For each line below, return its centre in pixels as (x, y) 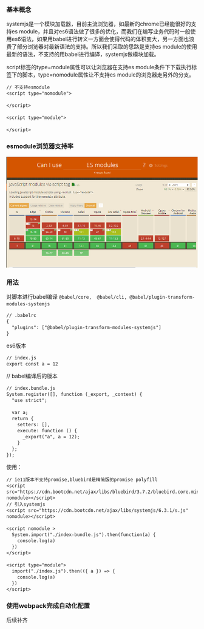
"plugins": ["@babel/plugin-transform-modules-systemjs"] (87, 327)
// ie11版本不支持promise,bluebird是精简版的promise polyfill (82, 480)
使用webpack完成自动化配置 (48, 605)
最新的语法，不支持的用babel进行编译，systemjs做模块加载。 (83, 54)
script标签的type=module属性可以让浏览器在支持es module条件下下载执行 (99, 67)
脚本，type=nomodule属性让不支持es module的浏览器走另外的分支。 (108, 75)
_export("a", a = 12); (51, 437)
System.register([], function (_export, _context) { (74, 394)
